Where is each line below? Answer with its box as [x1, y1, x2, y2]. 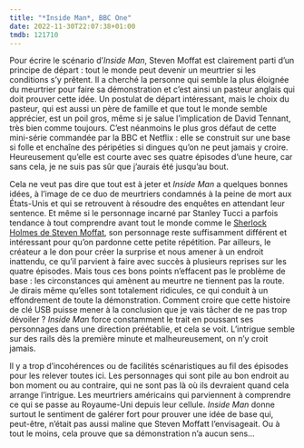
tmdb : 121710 [9, 30, 59, 39]
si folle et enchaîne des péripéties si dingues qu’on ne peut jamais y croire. [9, 142, 289, 153]
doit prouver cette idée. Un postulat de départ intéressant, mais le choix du [9, 94, 290, 105]
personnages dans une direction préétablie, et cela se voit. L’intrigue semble [9, 324, 296, 334]
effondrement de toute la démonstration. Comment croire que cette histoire [9, 294, 290, 305]
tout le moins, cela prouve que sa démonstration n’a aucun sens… [9, 428, 256, 439]
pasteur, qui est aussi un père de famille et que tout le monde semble [9, 104, 268, 114]
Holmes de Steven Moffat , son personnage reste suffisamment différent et [9, 227, 288, 238]
